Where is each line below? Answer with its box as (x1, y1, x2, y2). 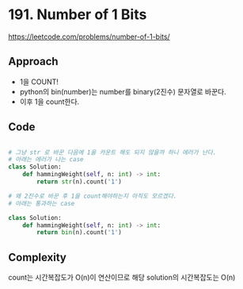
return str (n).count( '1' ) (36, 178, 123, 186)
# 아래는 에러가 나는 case (8, 156, 84, 164)
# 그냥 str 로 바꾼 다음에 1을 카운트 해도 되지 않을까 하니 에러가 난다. (8, 148, 217, 156)
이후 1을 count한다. (19, 97, 80, 106)
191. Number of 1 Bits (8, 6, 147, 24)
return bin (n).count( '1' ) (36, 229, 123, 237)
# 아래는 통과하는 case (8, 199, 75, 207)
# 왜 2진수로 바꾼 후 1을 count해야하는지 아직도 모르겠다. (8, 192, 177, 200)
